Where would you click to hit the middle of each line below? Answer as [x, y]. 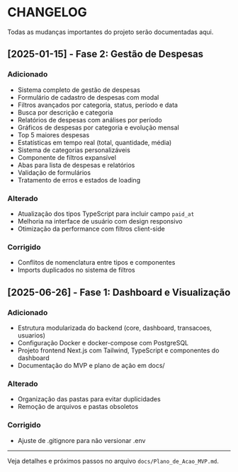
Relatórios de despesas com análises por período [90, 120]
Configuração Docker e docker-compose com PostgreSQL [103, 343]
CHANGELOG [47, 12]
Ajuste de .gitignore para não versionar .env [81, 440]
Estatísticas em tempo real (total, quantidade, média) [95, 142]
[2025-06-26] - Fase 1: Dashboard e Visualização [119, 292]
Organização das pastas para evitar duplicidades [89, 399]
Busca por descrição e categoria [65, 112]
